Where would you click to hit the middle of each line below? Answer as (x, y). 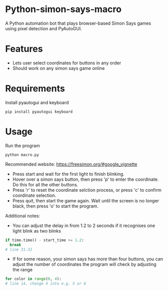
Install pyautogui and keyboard (37, 102)
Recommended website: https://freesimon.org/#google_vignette (71, 164)
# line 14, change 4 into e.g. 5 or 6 (46, 284)
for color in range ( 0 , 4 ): (33, 279)
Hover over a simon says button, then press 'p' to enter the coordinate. (86, 179)
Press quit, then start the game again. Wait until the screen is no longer (86, 200)
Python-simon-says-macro (63, 9)
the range (22, 270)
